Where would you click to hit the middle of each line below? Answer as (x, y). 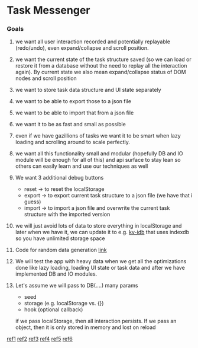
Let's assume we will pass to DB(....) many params (77, 286)
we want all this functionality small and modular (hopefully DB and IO (99, 154)
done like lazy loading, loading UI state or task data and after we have (100, 268)
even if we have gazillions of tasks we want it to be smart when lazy (98, 136)
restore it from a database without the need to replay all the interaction (101, 66)
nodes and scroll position (46, 78)
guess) (33, 202)
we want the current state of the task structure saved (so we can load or (103, 59)
